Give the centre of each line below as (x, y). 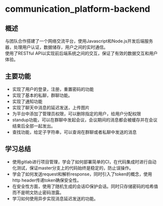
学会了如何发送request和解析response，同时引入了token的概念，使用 (82, 174)
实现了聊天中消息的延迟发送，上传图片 (51, 107)
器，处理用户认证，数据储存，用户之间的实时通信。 (57, 47)
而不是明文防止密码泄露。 (38, 192)
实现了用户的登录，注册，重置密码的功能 (53, 89)
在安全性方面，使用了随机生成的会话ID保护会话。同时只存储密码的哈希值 (85, 186)
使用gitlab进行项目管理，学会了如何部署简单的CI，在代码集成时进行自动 (84, 162)
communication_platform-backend (78, 9)
